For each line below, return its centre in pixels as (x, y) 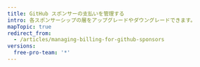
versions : (22, 46)
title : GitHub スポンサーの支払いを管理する (66, 14)
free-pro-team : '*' (42, 53)
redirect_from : (29, 33)
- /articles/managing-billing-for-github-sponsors (89, 40)
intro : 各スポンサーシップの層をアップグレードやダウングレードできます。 (102, 20)
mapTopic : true (29, 27)
